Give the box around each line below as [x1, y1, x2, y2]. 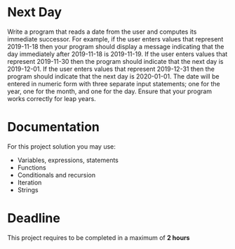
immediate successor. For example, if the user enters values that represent [7, 34, 224, 43]
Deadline [7, 210, 61, 227]
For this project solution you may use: [7, 142, 116, 151]
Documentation [7, 119, 100, 135]
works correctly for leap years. [7, 94, 96, 102]
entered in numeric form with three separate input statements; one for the [7, 79, 220, 88]
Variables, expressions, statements [17, 156, 119, 164]
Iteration [17, 178, 42, 187]
